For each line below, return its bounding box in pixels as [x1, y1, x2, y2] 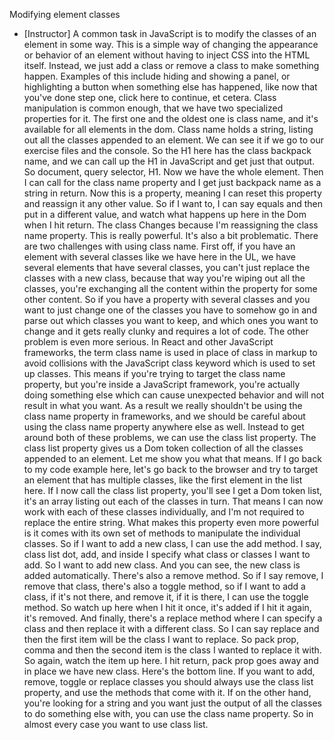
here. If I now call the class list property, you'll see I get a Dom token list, [23, 485, 323, 496]
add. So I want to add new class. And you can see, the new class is [23, 559, 301, 571]
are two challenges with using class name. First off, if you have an [23, 240, 296, 252]
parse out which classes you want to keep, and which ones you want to [23, 315, 319, 326]
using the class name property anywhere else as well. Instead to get [23, 421, 305, 433]
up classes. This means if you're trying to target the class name [23, 368, 286, 379]
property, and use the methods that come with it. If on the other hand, [23, 687, 312, 698]
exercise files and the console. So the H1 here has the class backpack [23, 145, 312, 156]
